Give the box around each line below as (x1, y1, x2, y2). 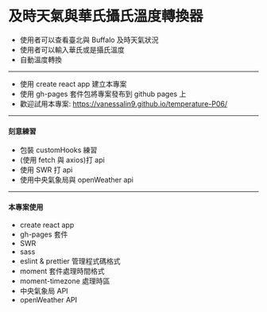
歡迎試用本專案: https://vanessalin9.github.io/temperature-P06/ (19, 98, 228, 108)
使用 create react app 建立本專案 (19, 79, 127, 88)
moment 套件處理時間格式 (19, 267, 105, 276)
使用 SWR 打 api (19, 165, 73, 175)
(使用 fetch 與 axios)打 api (19, 156, 105, 165)
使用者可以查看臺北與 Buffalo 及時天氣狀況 (19, 35, 159, 44)
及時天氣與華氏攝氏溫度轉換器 (8, 7, 204, 25)
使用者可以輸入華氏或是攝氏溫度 (19, 44, 125, 54)
